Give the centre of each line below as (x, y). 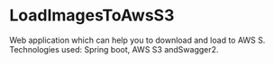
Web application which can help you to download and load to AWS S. (137, 40)
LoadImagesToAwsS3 (92, 16)
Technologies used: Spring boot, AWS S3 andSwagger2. (114, 49)
